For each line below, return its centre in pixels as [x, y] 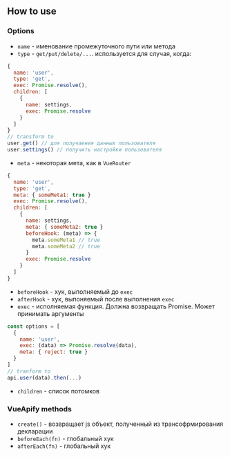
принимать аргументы [50, 313]
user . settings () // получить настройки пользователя [85, 150]
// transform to [30, 137]
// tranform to [29, 371]
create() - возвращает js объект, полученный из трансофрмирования [120, 424]
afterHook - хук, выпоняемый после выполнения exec [96, 299]
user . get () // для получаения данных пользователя [82, 143]
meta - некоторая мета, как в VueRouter [74, 162]
